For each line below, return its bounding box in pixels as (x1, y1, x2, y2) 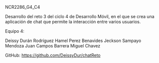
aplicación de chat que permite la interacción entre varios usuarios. (5, 19, 141, 24)
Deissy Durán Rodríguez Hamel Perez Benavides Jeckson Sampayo (5, 38, 141, 43)
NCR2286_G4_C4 (5, 4, 40, 10)
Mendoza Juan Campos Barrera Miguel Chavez (5, 43, 100, 48)
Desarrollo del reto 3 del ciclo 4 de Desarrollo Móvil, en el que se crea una (5, 14, 155, 19)
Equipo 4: (5, 28, 24, 34)
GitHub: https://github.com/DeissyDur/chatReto (5, 52, 101, 58)
